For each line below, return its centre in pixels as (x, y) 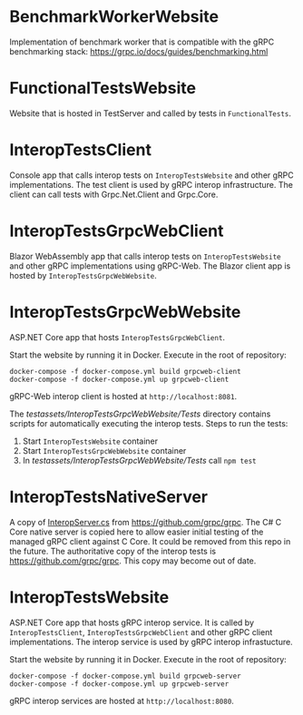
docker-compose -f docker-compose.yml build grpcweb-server (126, 676)
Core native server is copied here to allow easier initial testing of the (137, 532)
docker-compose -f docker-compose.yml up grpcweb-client (119, 379)
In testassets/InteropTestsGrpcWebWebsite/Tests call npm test (139, 460)
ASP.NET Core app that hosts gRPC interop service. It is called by (132, 622)
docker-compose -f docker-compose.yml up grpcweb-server (119, 684)
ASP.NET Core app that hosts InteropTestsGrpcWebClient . (117, 337)
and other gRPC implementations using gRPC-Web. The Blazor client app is (150, 266)
